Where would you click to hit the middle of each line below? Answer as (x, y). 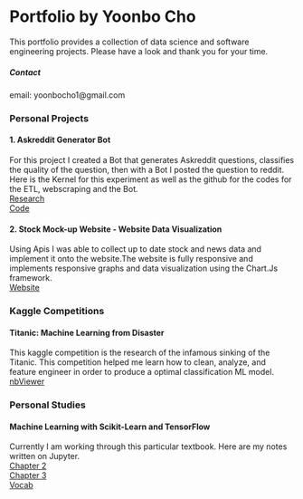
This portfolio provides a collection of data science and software (129, 42)
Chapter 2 (28, 466)
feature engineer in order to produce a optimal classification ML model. (142, 372)
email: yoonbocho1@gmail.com (67, 95)
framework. (31, 278)
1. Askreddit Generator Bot (60, 140)
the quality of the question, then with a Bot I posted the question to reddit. (147, 170)
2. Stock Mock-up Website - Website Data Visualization (116, 229)
